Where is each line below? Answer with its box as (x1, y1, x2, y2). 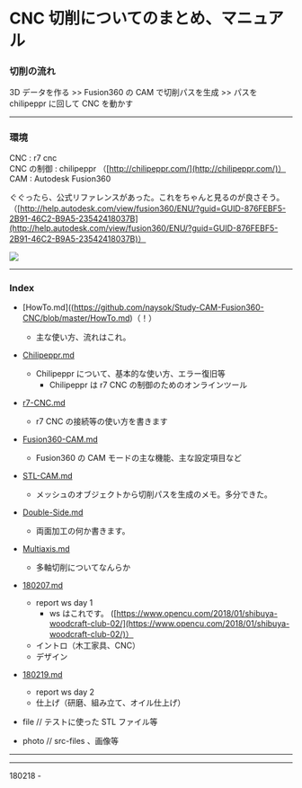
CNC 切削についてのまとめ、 (9, 8, 222, 29)
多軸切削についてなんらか (35, 562, 131, 573)
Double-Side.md (22, 507, 84, 518)
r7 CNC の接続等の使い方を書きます (35, 416, 168, 427)
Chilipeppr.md (22, 350, 75, 360)
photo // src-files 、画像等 (22, 736, 120, 747)
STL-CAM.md (22, 471, 74, 482)
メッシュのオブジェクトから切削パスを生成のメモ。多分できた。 (35, 489, 272, 500)
